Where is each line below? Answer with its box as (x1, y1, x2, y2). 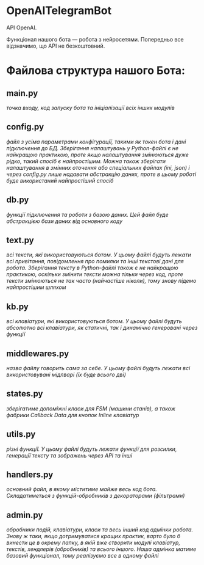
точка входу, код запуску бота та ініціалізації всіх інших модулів (6, 104, 175, 111)
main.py (6, 88, 38, 98)
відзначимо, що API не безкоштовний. (6, 42, 105, 49)
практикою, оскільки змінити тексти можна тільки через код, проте (6, 271, 184, 278)
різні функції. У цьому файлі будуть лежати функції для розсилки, (6, 445, 177, 453)
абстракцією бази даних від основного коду (6, 217, 123, 225)
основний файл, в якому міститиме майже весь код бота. (6, 486, 157, 493)
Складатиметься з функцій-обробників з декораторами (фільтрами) (6, 492, 185, 500)
